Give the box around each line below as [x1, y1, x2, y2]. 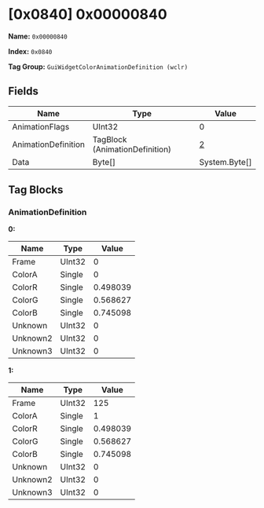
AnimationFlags [12, 121, 70, 132]
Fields [8, 85, 39, 98]
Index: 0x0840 [8, 46, 53, 56]
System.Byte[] [199, 156, 252, 167]
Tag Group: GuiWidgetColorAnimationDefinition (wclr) [8, 61, 189, 71]
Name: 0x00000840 [8, 31, 68, 41]
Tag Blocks [8, 183, 64, 197]
